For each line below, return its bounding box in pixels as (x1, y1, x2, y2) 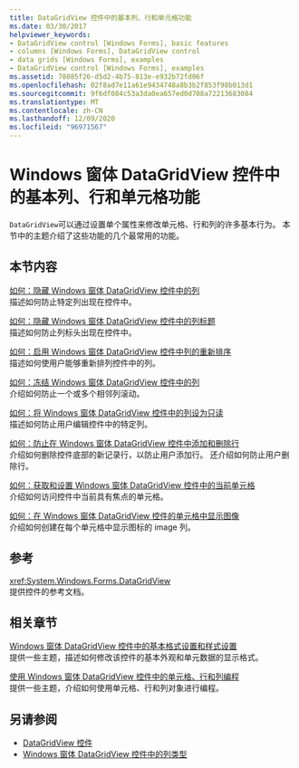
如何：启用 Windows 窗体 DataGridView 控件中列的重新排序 (9, 346, 232, 357)
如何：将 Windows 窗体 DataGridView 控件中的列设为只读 (9, 407, 224, 418)
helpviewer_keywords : (9, 30, 92, 39)
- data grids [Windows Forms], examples (9, 55, 165, 64)
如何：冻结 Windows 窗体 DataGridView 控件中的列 (9, 377, 200, 388)
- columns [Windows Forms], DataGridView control (9, 47, 201, 56)
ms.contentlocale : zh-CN (9, 106, 103, 115)
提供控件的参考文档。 (9, 586, 89, 597)
